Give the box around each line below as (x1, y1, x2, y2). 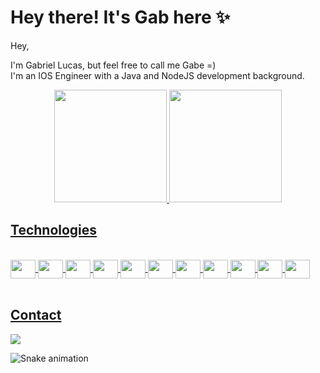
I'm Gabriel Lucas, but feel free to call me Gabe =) (10, 59, 217, 71)
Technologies (10, 222, 98, 239)
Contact (10, 307, 62, 324)
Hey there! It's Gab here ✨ (10, 6, 231, 29)
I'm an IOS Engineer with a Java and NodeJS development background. (10, 69, 305, 81)
